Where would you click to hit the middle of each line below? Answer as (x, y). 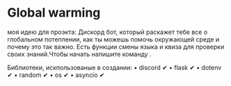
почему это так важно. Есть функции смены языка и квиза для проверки (116, 46)
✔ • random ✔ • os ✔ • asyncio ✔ (56, 75)
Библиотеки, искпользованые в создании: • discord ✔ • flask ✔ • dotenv (114, 67)
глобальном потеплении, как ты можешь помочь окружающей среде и (113, 39)
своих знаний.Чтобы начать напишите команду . (79, 54)
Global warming (54, 13)
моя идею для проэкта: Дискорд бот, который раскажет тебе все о (107, 32)
